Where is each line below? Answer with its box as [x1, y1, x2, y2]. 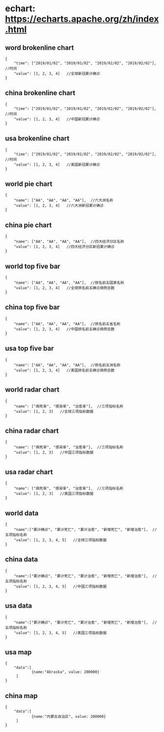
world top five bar [5, 262, 60, 271]
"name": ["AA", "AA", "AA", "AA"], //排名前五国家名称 [14, 280, 124, 285]
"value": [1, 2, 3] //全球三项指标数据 [14, 409, 94, 414]
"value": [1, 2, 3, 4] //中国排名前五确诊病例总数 [14, 327, 115, 332]
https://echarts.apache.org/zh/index [5, 13, 159, 25]
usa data [5, 602, 32, 610]
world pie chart [5, 180, 52, 188]
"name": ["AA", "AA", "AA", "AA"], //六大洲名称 [14, 198, 114, 203]
